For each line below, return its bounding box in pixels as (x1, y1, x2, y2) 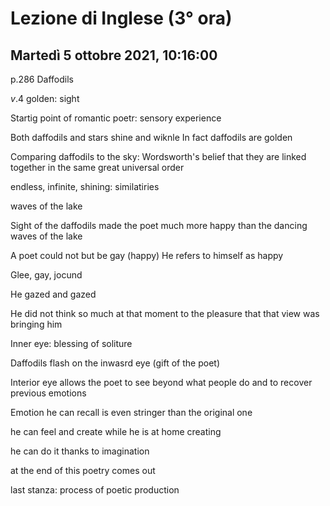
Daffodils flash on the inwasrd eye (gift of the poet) (10, 357, 220, 369)
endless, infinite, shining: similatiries (10, 181, 160, 192)
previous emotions (10, 387, 87, 399)
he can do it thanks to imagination (10, 445, 150, 457)
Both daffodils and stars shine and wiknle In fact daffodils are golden (10, 132, 293, 143)
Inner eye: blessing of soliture (10, 338, 133, 349)
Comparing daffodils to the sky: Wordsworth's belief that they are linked (10, 151, 307, 162)
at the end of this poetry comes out (10, 465, 156, 476)
